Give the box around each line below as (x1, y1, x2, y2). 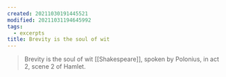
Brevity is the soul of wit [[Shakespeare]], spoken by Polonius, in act (24, 55, 220, 63)
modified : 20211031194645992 (7, 17, 92, 24)
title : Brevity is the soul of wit (7, 36, 110, 43)
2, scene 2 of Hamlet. (24, 62, 86, 71)
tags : (7, 23, 23, 30)
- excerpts (13, 29, 45, 37)
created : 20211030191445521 (7, 10, 89, 17)
